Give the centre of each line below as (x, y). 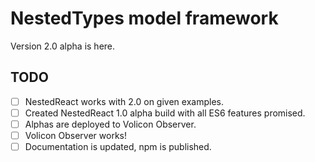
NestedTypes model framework (144, 18)
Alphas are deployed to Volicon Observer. (110, 124)
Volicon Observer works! (75, 135)
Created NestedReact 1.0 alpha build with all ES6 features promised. (165, 113)
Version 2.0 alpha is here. (63, 46)
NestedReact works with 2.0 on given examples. (124, 101)
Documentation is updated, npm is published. (118, 146)
